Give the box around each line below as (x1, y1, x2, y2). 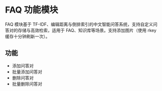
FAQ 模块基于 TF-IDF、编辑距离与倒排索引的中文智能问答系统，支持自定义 (5, 21, 153, 27)
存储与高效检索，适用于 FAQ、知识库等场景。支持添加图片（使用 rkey (18, 27, 157, 33)
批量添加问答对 (12, 69, 42, 75)
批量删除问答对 (12, 81, 42, 87)
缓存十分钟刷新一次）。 (5, 33, 50, 39)
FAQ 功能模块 (5, 4, 58, 15)
